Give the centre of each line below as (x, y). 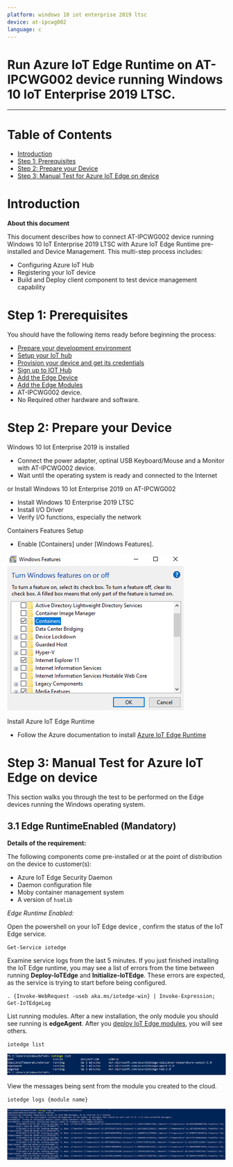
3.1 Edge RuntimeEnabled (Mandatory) (92, 827)
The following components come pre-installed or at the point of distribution (115, 856)
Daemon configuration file (54, 885)
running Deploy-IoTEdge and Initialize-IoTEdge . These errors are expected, (116, 975)
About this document (38, 223)
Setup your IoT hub (44, 355)
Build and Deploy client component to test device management (107, 280)
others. (17, 1031)
